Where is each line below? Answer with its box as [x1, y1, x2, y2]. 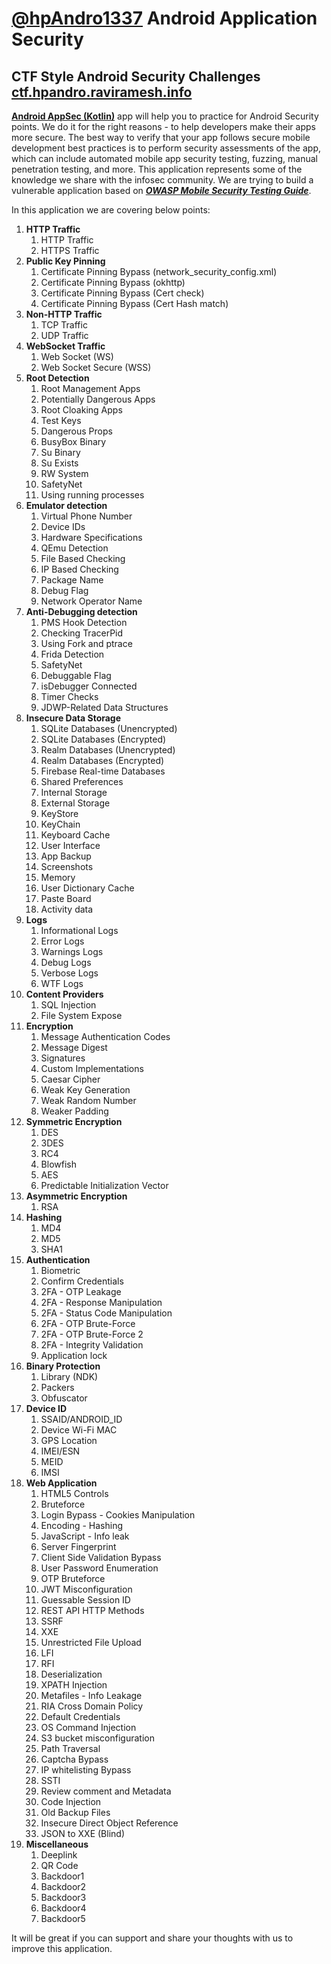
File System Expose [40, 1010, 123, 1021]
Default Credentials [40, 1711, 121, 1722]
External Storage [40, 797, 111, 809]
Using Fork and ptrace [40, 638, 133, 649]
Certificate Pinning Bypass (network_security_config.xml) [40, 266, 278, 277]
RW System [40, 468, 89, 479]
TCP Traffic [40, 319, 88, 331]
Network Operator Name [40, 595, 143, 607]
